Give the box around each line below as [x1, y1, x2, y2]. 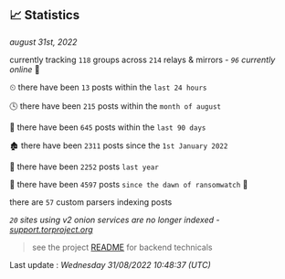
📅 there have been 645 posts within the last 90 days [9, 122, 206, 133]
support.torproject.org [9, 223, 93, 235]
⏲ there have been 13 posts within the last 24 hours [9, 81, 207, 92]
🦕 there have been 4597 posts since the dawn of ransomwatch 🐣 [9, 178, 248, 189]
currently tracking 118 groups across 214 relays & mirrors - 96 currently [9, 54, 276, 65]
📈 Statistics [9, 7, 80, 23]
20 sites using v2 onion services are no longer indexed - [9, 214, 220, 225]
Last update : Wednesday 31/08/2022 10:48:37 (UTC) [9, 259, 212, 270]
